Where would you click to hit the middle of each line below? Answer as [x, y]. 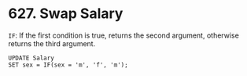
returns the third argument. [52, 43]
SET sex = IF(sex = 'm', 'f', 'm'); [68, 65]
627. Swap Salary [66, 14]
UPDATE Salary [31, 58]
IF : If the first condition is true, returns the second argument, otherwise [124, 35]
